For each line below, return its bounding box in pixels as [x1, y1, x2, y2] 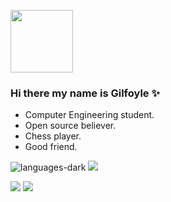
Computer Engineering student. [24, 109, 155, 121]
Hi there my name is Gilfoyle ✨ [10, 86, 160, 100]
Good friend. [24, 141, 78, 153]
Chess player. [24, 130, 82, 142]
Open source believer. [24, 120, 117, 132]
